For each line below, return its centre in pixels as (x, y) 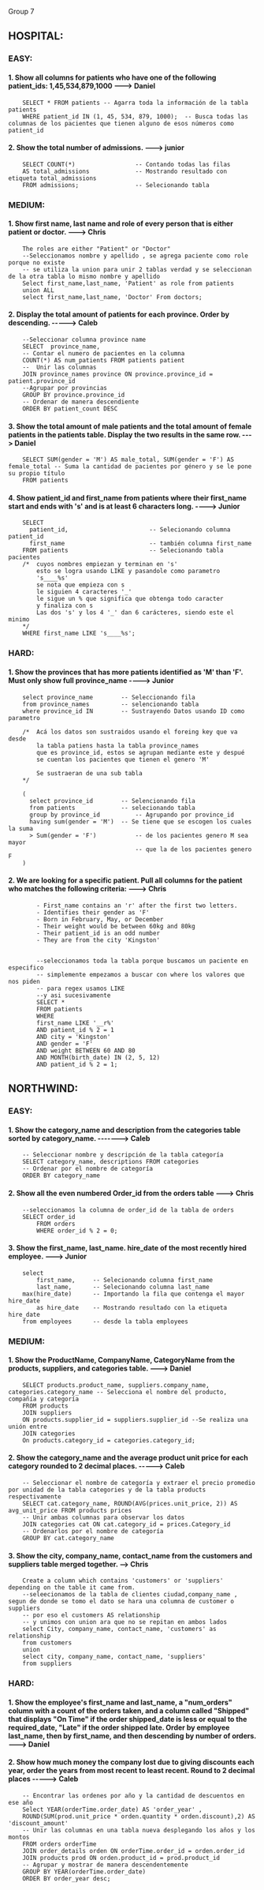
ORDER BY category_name (61, 1176)
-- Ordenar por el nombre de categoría (88, 1169)
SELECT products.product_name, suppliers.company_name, (116, 1385)
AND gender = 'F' (65, 1044)
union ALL (39, 290)
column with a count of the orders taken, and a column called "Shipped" (129, 1710)
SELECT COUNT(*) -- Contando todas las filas (126, 164)
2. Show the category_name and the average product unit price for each (128, 1458)
